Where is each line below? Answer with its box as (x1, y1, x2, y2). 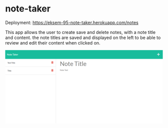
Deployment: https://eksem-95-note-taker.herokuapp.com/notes (5, 19, 138, 25)
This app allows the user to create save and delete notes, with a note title (5, 29, 156, 35)
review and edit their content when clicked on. (5, 39, 101, 45)
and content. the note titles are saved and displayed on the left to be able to (5, 34, 161, 40)
